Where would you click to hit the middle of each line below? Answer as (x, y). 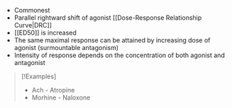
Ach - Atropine (53, 90)
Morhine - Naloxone (61, 97)
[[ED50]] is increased (45, 32)
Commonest (32, 10)
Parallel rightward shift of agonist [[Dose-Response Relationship (108, 18)
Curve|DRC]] (33, 25)
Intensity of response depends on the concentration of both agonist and (119, 55)
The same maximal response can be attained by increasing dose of (112, 40)
